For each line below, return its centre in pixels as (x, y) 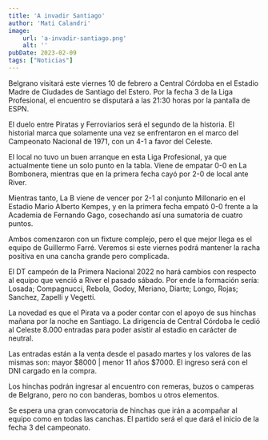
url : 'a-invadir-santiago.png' (75, 38)
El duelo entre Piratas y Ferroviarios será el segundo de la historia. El (121, 124)
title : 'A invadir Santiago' (57, 16)
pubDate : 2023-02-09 (43, 53)
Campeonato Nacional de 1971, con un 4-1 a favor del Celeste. (111, 141)
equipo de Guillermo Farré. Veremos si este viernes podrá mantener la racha (134, 247)
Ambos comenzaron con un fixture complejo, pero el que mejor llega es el (130, 239)
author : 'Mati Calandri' (50, 23)
